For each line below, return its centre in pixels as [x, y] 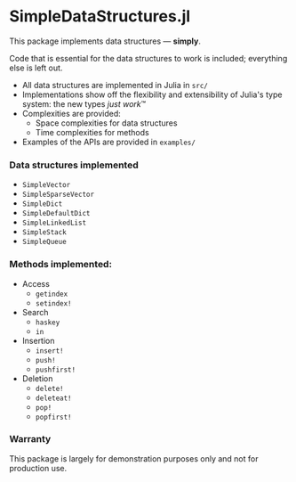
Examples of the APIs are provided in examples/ [108, 142]
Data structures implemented [74, 165]
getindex [52, 294]
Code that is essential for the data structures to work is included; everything [148, 58]
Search [35, 312]
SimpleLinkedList [54, 223]
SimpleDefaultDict [56, 214]
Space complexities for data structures [106, 123]
